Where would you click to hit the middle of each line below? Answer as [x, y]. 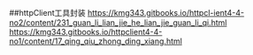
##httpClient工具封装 [47, 13]
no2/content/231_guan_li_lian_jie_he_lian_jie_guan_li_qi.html [118, 23]
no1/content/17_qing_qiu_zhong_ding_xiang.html [96, 41]
